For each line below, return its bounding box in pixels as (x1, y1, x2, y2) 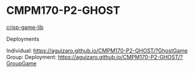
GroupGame (6, 60, 37, 67)
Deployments (6, 35, 39, 42)
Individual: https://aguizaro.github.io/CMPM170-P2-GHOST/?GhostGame (6, 46, 188, 54)
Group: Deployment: (6, 53, 57, 60)
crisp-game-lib (6, 24, 44, 31)
